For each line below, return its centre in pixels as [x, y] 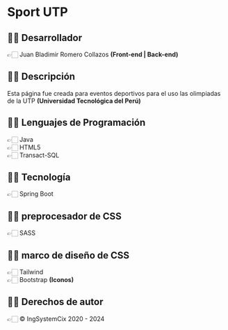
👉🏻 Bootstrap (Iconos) [41, 280]
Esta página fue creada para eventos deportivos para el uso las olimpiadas [114, 93]
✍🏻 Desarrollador [45, 38]
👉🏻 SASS [22, 233]
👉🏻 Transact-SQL [33, 155]
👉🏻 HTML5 [24, 147]
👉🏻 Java [20, 139]
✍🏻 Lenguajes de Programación [76, 123]
